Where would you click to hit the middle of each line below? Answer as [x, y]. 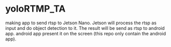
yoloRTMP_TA [35, 9]
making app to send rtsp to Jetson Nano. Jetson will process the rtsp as [81, 23]
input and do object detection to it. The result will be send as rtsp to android [85, 28]
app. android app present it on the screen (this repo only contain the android [86, 33]
